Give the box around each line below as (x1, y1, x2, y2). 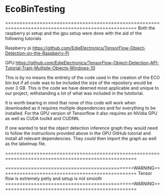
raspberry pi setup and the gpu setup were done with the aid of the (5, 30, 142, 36)
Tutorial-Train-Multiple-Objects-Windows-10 (5, 65, 95, 71)
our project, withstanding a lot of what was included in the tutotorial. (5, 90, 144, 96)
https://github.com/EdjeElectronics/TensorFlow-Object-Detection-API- (15, 60, 160, 65)
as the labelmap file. (5, 140, 46, 146)
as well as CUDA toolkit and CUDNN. (5, 115, 80, 121)
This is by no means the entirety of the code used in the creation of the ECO (5, 74, 160, 80)
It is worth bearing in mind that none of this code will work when (5, 99, 136, 105)
